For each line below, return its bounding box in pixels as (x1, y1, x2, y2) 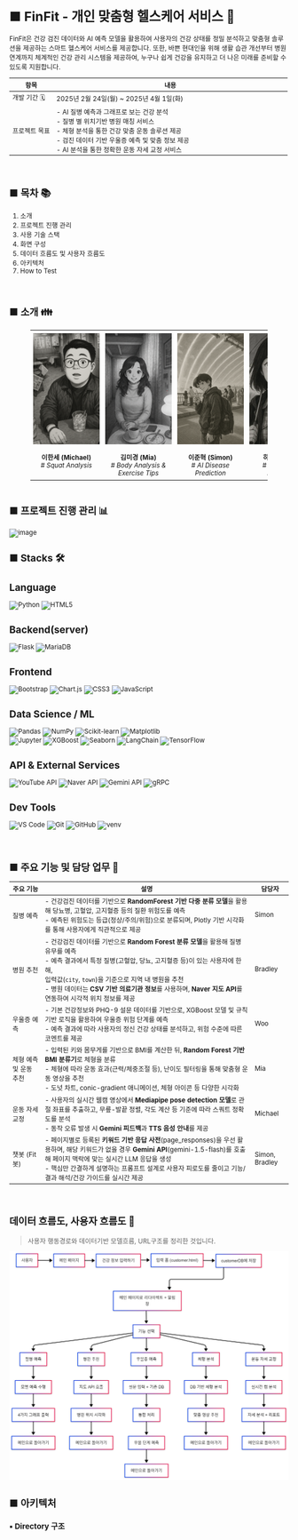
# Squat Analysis (40, 460, 93, 470)
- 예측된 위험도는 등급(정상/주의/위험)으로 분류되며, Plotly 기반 (44, 916, 225, 925)
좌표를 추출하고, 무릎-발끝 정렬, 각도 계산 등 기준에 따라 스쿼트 (52, 1105, 231, 1114)
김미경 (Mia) (120, 453, 157, 462)
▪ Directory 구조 (9, 1520, 66, 1531)
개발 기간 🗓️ (12, 93, 46, 102)
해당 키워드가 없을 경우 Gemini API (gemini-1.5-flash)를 (66, 1145, 232, 1154)
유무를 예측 (44, 946, 77, 955)
